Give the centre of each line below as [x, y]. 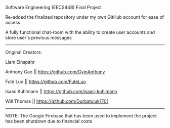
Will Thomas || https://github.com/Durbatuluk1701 [57, 101]
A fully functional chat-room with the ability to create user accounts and [80, 32]
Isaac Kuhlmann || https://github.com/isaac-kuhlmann [61, 91]
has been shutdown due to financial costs [49, 121]
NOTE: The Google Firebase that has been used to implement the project [81, 116]
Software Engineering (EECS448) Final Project [54, 7]
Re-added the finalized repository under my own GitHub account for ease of [85, 17]
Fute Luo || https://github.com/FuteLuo [46, 81]
